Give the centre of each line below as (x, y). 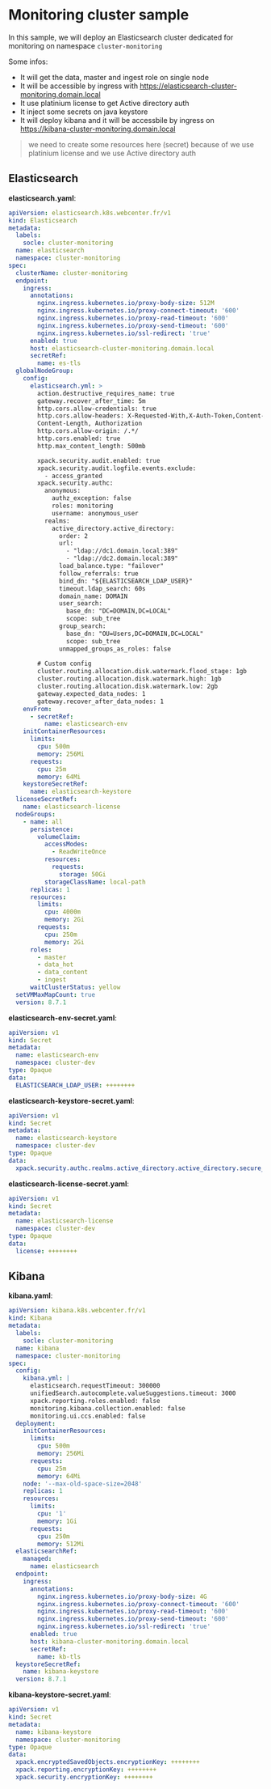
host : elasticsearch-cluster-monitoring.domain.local (122, 348)
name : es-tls (59, 363)
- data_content (63, 973)
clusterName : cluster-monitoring (72, 273)
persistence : (52, 829)
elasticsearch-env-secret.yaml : (63, 1018)
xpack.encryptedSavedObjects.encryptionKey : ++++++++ (108, 1762)
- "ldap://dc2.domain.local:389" (122, 559)
